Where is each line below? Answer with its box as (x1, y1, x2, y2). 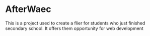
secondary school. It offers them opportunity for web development (5, 25, 143, 31)
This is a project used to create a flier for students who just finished (5, 20, 145, 26)
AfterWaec (5, 3, 51, 15)
